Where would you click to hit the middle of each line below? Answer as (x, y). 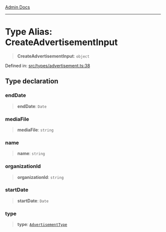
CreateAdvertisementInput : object (53, 56)
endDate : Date (32, 106)
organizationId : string (41, 177)
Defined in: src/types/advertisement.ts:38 (48, 65)
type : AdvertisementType (42, 225)
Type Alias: (29, 32)
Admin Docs (18, 7)
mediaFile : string (35, 130)
